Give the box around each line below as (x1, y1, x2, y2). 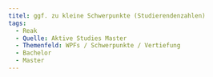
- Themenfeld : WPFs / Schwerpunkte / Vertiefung (15, 42, 181, 50)
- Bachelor (15, 49, 52, 57)
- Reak (15, 26, 38, 34)
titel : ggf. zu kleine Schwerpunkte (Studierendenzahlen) (8, 11, 206, 20)
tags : (8, 19, 26, 27)
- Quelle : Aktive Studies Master (15, 34, 127, 43)
